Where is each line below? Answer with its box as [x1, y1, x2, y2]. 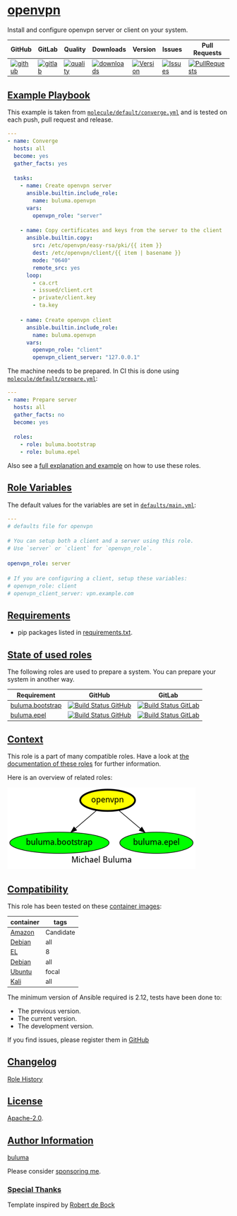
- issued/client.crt [32, 287, 93, 294]
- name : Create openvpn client [20, 316, 112, 323]
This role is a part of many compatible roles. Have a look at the [7, 752, 189, 761]
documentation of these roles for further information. [7, 759, 162, 768]
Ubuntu [10, 967, 32, 975]
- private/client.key [32, 294, 97, 302]
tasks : [13, 175, 33, 182]
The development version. [17, 1021, 94, 1030]
